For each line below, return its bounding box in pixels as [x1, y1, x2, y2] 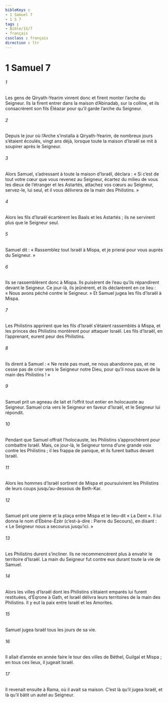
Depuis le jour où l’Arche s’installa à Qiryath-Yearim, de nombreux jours [5, 133, 153, 139]
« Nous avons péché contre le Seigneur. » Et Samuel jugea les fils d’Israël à [5, 290, 162, 296]
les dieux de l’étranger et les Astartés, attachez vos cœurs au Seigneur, [5, 182, 154, 188]
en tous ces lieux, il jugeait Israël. [5, 660, 75, 666]
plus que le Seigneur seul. [5, 219, 60, 226]
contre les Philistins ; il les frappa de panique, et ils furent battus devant [5, 447, 154, 453]
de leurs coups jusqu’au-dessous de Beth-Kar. [5, 486, 102, 492]
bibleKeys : [5, 7, 30, 13]
